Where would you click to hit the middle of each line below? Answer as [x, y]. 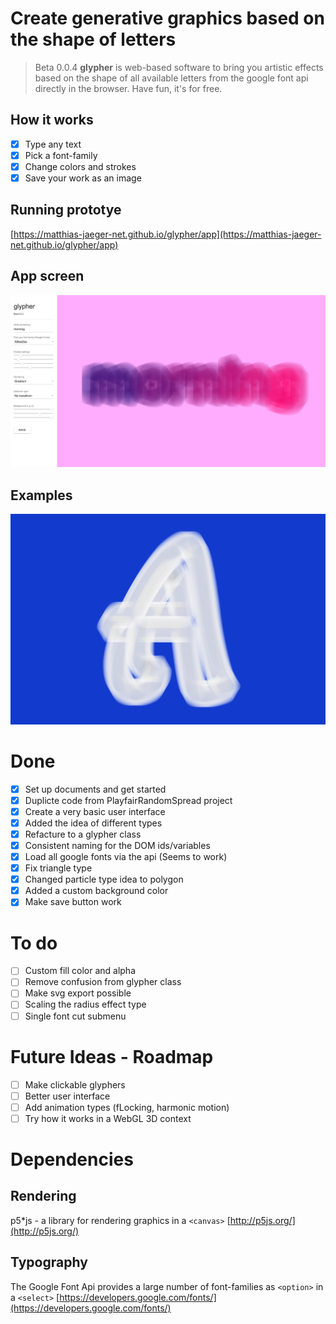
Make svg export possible [78, 993]
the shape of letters [93, 39]
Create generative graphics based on [167, 18]
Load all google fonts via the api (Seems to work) [126, 857]
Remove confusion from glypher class [103, 982]
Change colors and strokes [80, 166]
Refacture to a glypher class [83, 834]
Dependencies [72, 1159]
